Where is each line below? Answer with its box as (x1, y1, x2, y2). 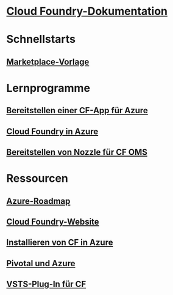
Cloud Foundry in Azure (6, 126, 99, 136)
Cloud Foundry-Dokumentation (6, 4, 168, 18)
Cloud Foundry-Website (6, 217, 99, 227)
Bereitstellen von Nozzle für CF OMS (6, 147, 147, 157)
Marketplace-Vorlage (6, 56, 90, 67)
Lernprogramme (6, 81, 90, 95)
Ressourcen (6, 171, 68, 185)
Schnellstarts (6, 32, 76, 47)
